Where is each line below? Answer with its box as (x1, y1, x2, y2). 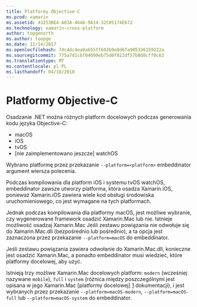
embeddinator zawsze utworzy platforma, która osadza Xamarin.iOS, (6, 185, 173, 192)
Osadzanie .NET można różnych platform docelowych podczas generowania (6, 114, 192, 121)
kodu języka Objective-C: (6, 120, 68, 127)
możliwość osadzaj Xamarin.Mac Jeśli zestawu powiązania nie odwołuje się (6, 222, 189, 229)
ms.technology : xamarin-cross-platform (6, 25, 104, 31)
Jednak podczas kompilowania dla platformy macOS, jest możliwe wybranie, (6, 209, 192, 216)
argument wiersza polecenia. (6, 168, 76, 175)
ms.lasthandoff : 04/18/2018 (6, 69, 75, 75)
